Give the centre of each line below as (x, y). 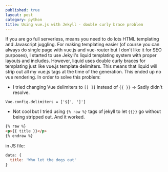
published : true (23, 10)
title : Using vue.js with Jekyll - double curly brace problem (74, 24)
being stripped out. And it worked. (49, 117)
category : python (24, 20)
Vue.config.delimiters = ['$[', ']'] (46, 102)
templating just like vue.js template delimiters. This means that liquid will (81, 66)
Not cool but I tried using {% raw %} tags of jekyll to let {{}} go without (87, 111)
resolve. (21, 92)
